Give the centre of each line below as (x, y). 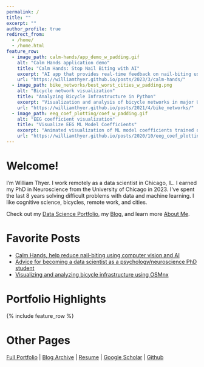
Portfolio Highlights (56, 299)
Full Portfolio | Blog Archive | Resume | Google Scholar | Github (85, 357)
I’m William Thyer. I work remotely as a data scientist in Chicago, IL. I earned (102, 183)
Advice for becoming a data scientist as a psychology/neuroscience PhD (106, 261)
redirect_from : (25, 35)
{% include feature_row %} (40, 315)
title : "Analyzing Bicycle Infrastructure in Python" (87, 96)
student (25, 268)
